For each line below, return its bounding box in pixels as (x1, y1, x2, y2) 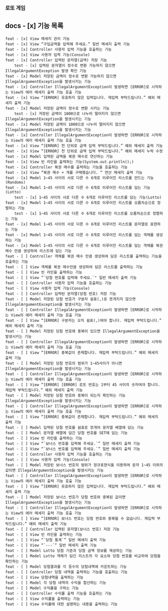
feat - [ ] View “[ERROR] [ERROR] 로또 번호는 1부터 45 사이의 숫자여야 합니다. (5, 382, 160, 387)
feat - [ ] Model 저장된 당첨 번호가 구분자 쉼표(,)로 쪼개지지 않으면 (5, 296, 136, 302)
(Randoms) (5, 180, 26, 185)
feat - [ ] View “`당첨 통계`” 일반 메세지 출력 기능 (5, 537, 106, 542)
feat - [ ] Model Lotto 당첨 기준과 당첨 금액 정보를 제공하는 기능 (5, 548, 132, 553)
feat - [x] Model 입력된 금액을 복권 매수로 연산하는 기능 (5, 154, 113, 159)
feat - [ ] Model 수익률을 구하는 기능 (5, 585, 79, 590)
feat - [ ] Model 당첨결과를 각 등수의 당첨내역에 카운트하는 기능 (5, 564, 127, 569)
